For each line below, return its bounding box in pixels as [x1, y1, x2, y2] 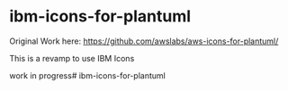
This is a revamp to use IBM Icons [9, 53, 135, 63]
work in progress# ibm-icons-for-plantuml [9, 70, 166, 81]
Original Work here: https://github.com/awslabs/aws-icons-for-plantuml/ [9, 36, 279, 46]
